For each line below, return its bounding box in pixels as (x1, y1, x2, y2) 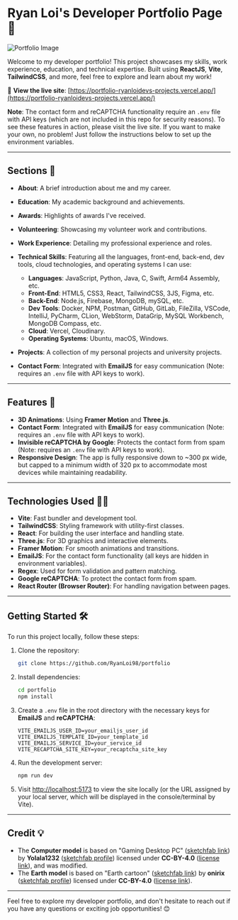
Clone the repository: (17, 646, 80, 655)
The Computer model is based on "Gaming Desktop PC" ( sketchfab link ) (17, 846, 230, 855)
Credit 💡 (7, 827, 45, 839)
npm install (17, 693, 53, 700)
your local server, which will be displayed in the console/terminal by (17, 792, 216, 801)
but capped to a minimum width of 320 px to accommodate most (17, 460, 208, 469)
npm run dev (17, 772, 53, 779)
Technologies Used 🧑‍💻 (7, 495, 109, 507)
